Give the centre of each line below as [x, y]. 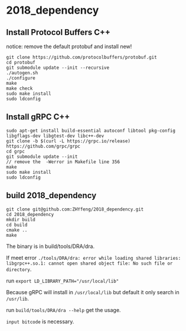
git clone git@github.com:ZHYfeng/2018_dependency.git [75, 209]
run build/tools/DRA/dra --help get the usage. [63, 310]
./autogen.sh [22, 73]
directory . [19, 269]
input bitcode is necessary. [40, 322]
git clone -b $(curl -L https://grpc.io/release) [68, 141]
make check [19, 88]
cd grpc [16, 151]
